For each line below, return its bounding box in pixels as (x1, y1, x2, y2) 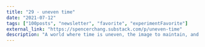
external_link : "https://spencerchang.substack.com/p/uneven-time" (6, 26, 183, 32)
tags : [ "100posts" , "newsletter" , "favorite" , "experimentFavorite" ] (6, 20, 188, 26)
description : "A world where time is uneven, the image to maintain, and (6, 32, 199, 38)
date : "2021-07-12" (6, 15, 56, 21)
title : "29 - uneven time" (6, 9, 75, 15)
